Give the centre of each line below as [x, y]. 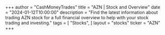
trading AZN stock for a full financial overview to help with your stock [77, 17]
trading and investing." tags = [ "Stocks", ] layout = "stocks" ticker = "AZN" [83, 23]
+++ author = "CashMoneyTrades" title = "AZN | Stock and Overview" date [83, 7]
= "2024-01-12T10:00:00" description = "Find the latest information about [82, 12]
